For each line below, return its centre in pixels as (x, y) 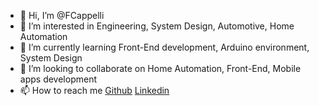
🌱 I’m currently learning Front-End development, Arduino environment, (164, 47)
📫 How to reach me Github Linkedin (94, 90)
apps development (58, 79)
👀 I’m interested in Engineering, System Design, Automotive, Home (157, 26)
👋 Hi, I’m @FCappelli (62, 15)
